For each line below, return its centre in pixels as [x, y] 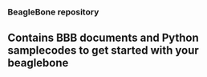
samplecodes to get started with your [103, 51]
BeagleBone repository [53, 12]
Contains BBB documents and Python [103, 38]
